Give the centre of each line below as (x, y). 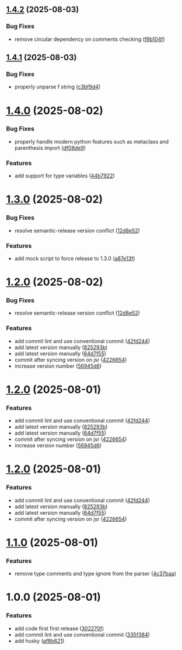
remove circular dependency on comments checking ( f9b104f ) (90, 39)
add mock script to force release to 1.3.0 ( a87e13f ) (75, 258)
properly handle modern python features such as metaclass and (92, 141)
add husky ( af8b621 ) (39, 641)
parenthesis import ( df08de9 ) (50, 148)
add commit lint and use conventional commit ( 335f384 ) (82, 634)
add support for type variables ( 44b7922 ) (64, 176)
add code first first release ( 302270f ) (59, 628)
